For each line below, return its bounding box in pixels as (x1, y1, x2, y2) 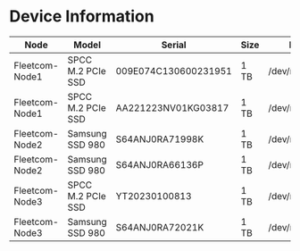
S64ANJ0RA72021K (115, 221, 204, 233)
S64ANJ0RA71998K (115, 132, 204, 145)
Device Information (9, 6, 154, 27)
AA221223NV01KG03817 (115, 101, 229, 113)
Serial (161, 38, 187, 51)
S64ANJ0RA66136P (115, 158, 204, 171)
